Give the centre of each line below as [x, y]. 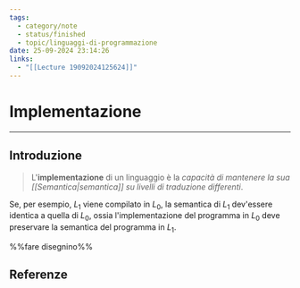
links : [21, 59]
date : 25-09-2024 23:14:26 [59, 51]
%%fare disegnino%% [51, 247]
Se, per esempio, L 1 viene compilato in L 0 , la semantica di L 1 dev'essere [141, 205]
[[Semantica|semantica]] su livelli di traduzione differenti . [137, 186]
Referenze [39, 275]
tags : [19, 17]
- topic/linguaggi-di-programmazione [87, 42]
